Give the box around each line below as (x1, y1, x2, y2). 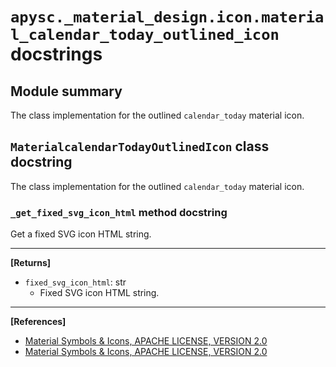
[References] (10, 316, 67, 328)
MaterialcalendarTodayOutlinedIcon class (10, 138, 270, 155)
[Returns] (10, 257, 52, 269)
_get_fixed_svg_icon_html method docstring (10, 205, 228, 219)
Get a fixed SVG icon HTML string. (10, 228, 152, 240)
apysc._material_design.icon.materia (10, 8, 325, 27)
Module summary (10, 83, 123, 100)
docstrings (10, 43, 103, 66)
